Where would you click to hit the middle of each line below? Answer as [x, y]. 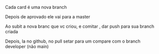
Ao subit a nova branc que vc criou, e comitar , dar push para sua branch [80, 26]
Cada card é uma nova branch [36, 7]
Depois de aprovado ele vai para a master [48, 17]
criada [12, 31]
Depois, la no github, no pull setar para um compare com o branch [73, 41]
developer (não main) [27, 46]
